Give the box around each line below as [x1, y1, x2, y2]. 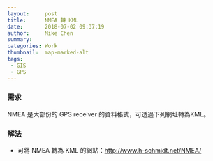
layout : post [7, 10, 58, 17]
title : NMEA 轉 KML [7, 17, 79, 24]
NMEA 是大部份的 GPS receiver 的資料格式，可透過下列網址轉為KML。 [7, 109, 210, 118]
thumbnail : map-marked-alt [7, 49, 89, 56]
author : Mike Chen [7, 29, 73, 37]
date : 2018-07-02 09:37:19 [7, 23, 105, 30]
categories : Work [7, 43, 58, 49]
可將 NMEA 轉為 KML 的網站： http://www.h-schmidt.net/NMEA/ [17, 146, 202, 155]
